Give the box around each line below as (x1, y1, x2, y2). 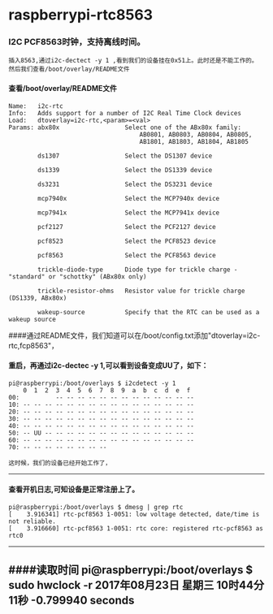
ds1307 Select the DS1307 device (37, 152, 213, 160)
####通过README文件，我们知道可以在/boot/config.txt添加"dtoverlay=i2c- (8, 331, 261, 340)
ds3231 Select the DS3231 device (37, 180, 213, 188)
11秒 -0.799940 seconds (8, 594, 135, 608)
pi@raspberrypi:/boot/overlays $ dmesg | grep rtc (8, 504, 184, 512)
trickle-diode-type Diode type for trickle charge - (37, 266, 238, 274)
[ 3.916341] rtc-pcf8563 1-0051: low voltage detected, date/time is (8, 510, 260, 519)
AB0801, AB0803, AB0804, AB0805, (139, 130, 253, 139)
